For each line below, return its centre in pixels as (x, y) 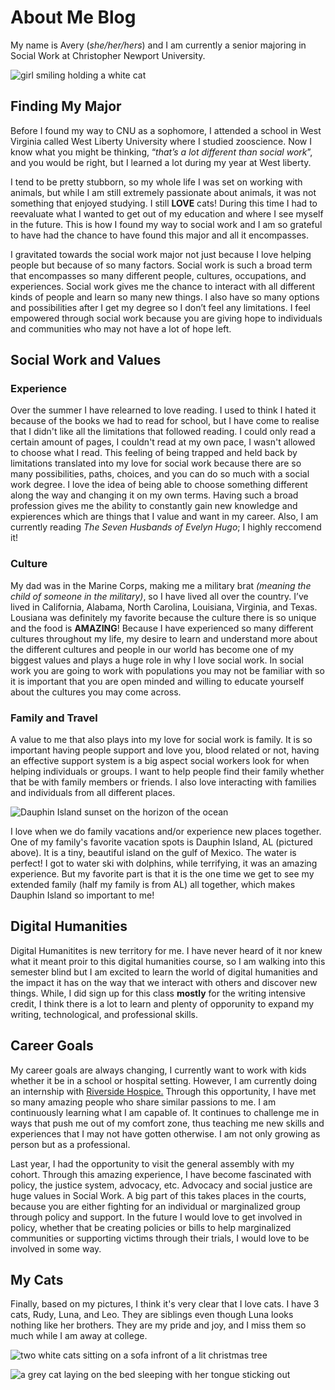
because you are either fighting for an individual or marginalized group (155, 1206)
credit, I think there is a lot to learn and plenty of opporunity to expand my (162, 1003)
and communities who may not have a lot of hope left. (121, 328)
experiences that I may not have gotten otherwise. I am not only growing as (165, 1133)
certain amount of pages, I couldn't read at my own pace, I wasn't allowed (163, 442)
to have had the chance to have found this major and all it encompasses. (159, 235)
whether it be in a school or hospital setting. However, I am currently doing (164, 1080)
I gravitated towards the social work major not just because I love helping (161, 254)
